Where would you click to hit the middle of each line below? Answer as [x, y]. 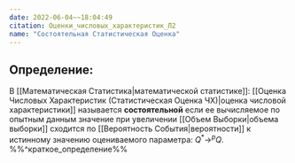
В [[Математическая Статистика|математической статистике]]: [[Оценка [147, 91]
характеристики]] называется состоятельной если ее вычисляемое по [145, 110]
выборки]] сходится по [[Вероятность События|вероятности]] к [130, 128]
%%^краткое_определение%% [69, 149]
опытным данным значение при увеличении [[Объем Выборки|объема [144, 120]
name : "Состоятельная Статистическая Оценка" [94, 34]
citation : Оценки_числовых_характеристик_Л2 [93, 26]
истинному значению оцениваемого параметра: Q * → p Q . [116, 139]
